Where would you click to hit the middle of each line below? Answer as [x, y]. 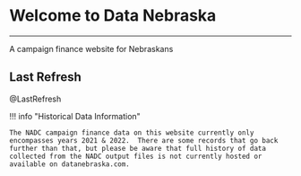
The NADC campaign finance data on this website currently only [132, 132]
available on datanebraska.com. [69, 164]
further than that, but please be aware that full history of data [138, 148]
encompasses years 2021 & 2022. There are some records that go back [144, 140]
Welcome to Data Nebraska [113, 16]
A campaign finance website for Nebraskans [91, 48]
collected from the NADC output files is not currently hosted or [136, 156]
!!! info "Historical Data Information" [75, 116]
